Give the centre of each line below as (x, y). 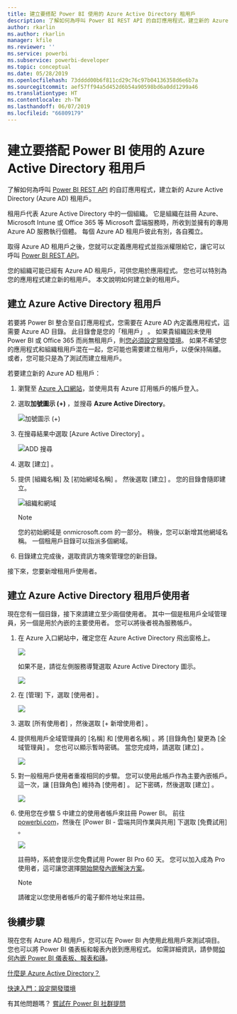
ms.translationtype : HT (43, 93)
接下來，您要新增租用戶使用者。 (54, 571)
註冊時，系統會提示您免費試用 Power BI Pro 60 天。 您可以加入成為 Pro (121, 860)
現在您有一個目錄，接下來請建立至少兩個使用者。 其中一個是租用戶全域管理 (117, 614)
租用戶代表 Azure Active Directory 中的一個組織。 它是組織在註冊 (102, 213)
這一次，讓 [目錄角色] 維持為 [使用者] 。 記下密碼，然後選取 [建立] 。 (117, 785)
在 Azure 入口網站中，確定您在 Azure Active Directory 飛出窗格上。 (116, 638)
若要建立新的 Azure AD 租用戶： (54, 373)
